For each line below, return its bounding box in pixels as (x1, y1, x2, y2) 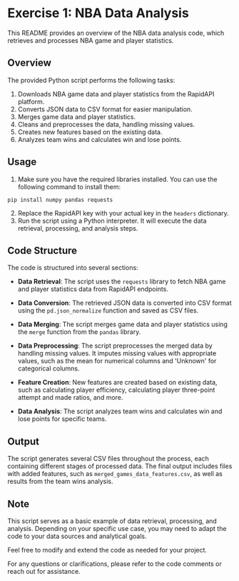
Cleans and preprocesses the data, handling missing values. (17, 120, 195, 128)
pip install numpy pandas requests (7, 196, 113, 203)
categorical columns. (17, 364, 80, 373)
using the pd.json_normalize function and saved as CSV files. (17, 306, 199, 315)
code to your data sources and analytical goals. (7, 532, 148, 540)
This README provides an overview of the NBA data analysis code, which (7, 29, 225, 37)
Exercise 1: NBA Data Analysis (7, 5, 189, 21)
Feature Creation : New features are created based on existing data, (17, 378, 218, 387)
